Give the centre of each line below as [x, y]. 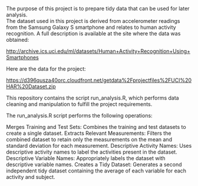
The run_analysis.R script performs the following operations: [79, 115]
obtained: [18, 40]
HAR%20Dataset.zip [31, 87]
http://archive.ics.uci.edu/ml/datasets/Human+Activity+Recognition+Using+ [98, 51]
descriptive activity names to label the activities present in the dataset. [92, 152]
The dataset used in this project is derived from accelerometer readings [93, 21]
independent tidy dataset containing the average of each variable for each [96, 171]
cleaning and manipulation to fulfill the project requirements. [79, 104]
